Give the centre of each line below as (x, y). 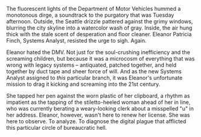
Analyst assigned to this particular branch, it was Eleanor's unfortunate (94, 78)
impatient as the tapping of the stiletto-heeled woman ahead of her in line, (98, 102)
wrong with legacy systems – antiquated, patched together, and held (91, 65)
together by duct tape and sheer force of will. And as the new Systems (94, 71)
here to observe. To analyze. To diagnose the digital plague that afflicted (96, 121)
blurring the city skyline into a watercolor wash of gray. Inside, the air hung (99, 28)
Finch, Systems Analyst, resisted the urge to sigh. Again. (76, 41)
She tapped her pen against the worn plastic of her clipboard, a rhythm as (98, 96)
